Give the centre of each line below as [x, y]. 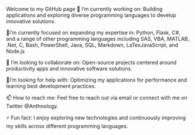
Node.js [16, 51]
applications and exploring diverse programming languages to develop [91, 15]
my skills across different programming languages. [67, 126]
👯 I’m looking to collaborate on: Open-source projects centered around [91, 62]
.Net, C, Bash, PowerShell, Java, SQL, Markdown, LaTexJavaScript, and [92, 45]
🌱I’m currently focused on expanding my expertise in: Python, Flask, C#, [93, 33]
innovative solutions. [31, 21]
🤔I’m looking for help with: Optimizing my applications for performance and [97, 80]
